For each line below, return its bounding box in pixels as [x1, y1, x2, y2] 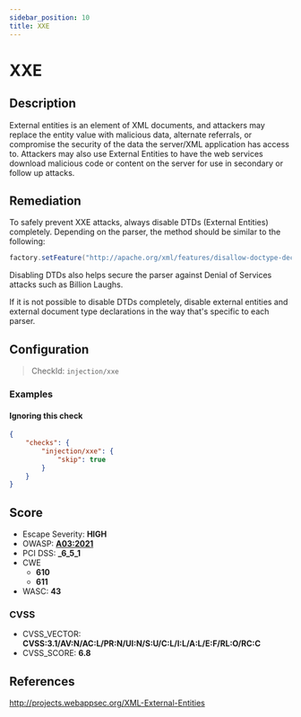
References [9, 674, 75, 689]
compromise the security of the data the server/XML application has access [9, 138, 289, 149]
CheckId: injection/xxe [30, 365, 119, 376]
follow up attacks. [9, 167, 75, 178]
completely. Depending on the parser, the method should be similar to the [9, 226, 281, 238]
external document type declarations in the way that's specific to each [9, 306, 270, 317]
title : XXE [9, 22, 50, 31]
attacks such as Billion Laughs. [9, 279, 124, 290]
